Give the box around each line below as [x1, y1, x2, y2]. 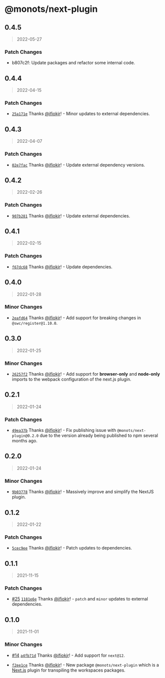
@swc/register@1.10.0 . [11, 320, 58, 326]
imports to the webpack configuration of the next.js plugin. [11, 376, 131, 382]
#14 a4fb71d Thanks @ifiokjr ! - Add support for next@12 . [11, 652, 125, 658]
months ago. [11, 438, 38, 444]
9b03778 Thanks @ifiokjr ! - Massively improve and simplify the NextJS [11, 489, 154, 495]
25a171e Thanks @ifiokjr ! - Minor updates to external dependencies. [11, 111, 150, 117]
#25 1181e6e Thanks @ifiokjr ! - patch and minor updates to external [11, 596, 149, 602]
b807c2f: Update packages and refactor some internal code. [11, 60, 135, 66]
